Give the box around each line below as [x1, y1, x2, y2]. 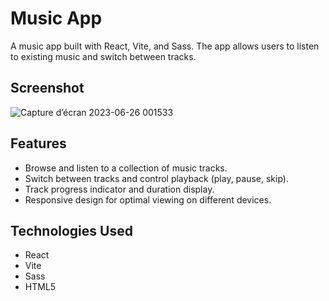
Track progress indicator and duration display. [24, 183, 215, 195]
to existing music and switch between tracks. [10, 50, 197, 62]
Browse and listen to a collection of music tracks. [24, 162, 228, 174]
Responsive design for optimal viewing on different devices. [24, 193, 272, 206]
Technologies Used [10, 222, 133, 239]
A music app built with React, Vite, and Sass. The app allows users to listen [10, 40, 320, 52]
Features [10, 135, 67, 152]
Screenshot [10, 80, 85, 97]
